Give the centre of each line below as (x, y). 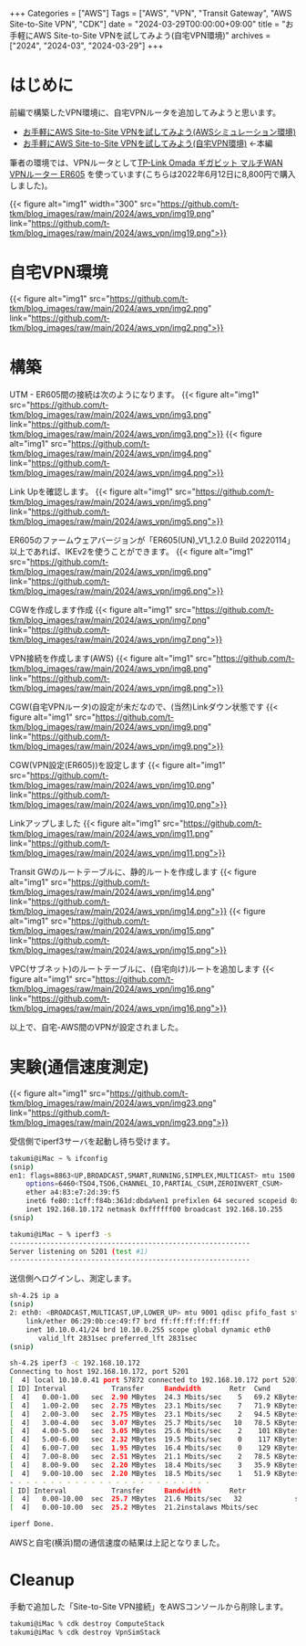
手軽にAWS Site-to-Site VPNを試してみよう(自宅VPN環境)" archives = (140, 35)
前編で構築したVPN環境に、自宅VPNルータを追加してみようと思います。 (145, 112)
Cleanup (42, 1580)
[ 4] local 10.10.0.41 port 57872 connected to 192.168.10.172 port (144, 1380)
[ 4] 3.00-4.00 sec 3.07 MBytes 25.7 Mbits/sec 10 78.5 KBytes (154, 1423)
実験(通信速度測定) (80, 1067)
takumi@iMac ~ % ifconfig (58, 1158)
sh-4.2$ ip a (34, 1296)
